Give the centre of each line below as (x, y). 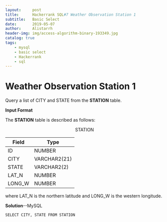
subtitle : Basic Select (32, 19)
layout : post (23, 10)
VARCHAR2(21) (53, 159)
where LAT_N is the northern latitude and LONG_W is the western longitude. (84, 196)
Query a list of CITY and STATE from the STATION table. (63, 100)
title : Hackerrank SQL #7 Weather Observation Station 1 (71, 15)
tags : (11, 43)
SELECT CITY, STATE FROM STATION (40, 215)
